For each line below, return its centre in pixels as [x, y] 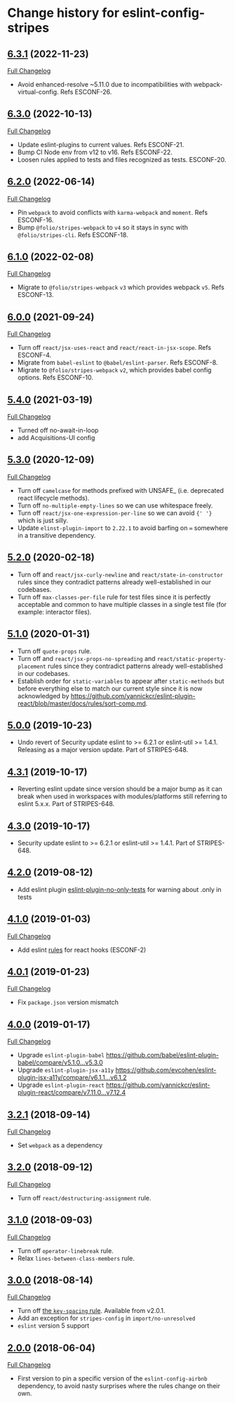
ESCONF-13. [35, 295]
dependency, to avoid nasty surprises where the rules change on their [119, 1386]
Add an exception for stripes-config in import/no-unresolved [106, 1319]
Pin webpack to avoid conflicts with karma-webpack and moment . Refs [113, 212]
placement [32, 667]
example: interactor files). [54, 612]
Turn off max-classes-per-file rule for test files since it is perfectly [114, 597]
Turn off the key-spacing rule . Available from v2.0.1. [91, 1311]
